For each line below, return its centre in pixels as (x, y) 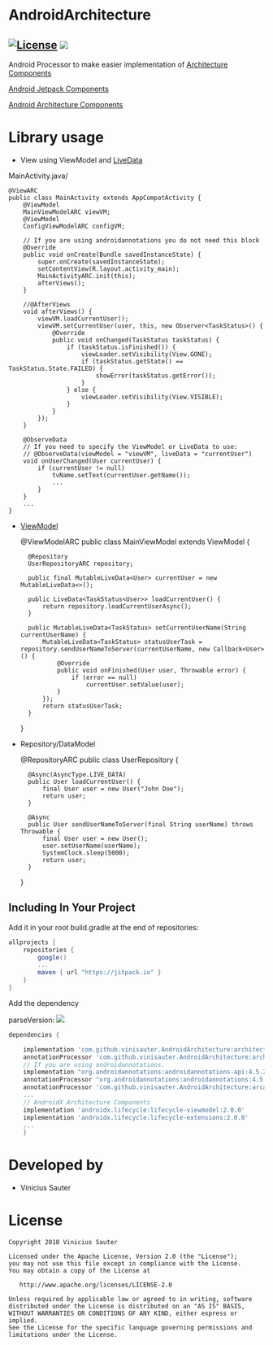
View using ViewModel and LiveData (81, 159)
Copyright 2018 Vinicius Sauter (63, 1243)
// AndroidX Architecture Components (87, 1102)
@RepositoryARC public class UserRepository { (99, 760)
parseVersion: (32, 1020)
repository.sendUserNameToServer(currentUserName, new (115, 649)
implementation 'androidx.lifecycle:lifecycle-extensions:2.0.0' (136, 1117)
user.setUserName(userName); (91, 846)
